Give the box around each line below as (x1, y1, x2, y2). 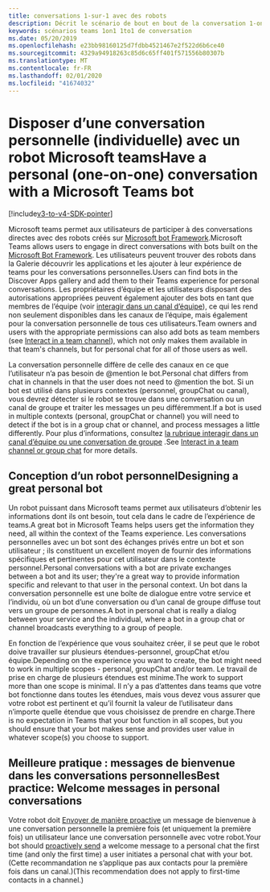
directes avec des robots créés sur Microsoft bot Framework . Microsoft (8, 233, 243, 243)
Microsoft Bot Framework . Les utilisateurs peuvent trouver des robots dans (8, 251, 256, 260)
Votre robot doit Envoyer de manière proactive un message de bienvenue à (8, 815, 256, 825)
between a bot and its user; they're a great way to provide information (8, 571, 240, 581)
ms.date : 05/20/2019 (8, 34, 78, 43)
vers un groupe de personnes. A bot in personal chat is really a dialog (8, 606, 237, 616)
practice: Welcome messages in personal (8, 781, 220, 795)
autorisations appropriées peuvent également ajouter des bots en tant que (8, 293, 255, 303)
